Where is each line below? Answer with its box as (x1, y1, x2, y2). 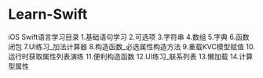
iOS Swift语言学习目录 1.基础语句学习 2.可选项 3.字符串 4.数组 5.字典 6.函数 (8, 32, 250, 41)
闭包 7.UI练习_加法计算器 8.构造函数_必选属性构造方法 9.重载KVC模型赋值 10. (8, 41, 255, 51)
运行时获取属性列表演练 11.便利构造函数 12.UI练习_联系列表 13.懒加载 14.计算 (8, 51, 254, 61)
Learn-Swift (8, 5, 88, 23)
